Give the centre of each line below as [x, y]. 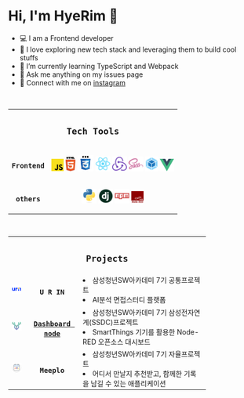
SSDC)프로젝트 [115, 322]
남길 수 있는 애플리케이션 [128, 383]
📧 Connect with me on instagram [72, 82]
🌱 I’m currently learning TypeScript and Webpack [99, 66]
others [28, 199]
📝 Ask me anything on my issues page [81, 74]
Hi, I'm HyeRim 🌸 [63, 16]
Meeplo [52, 371]
